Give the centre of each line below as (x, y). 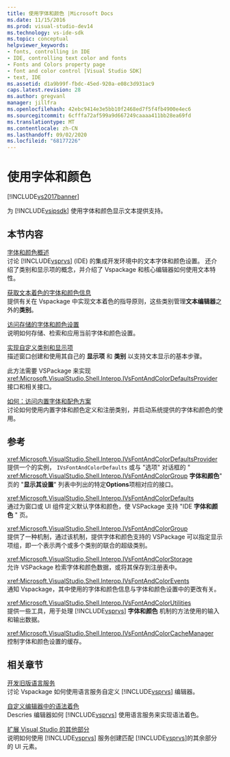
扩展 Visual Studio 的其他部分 (48, 729)
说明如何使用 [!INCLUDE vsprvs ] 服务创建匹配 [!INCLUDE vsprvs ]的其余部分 (112, 738)
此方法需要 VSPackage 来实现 (49, 371)
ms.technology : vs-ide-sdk (46, 33)
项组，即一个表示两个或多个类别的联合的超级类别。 (79, 545)
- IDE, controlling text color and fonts (67, 58)
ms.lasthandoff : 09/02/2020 (47, 135)
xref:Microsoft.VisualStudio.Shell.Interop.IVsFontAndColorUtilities (99, 603)
